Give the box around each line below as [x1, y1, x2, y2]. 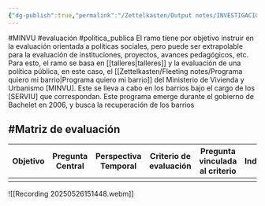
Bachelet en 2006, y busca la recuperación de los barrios [8, 100, 195, 109]
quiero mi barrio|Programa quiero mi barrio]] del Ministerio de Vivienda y [8, 75, 244, 84]
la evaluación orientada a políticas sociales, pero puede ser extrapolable [8, 41, 243, 51]
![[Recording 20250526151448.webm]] [8, 189, 134, 199]
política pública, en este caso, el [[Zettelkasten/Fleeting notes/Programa [8, 66, 243, 75]
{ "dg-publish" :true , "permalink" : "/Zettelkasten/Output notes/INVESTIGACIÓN [8, 11, 263, 20]
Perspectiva [95, 151, 142, 162]
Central [55, 160, 84, 171]
